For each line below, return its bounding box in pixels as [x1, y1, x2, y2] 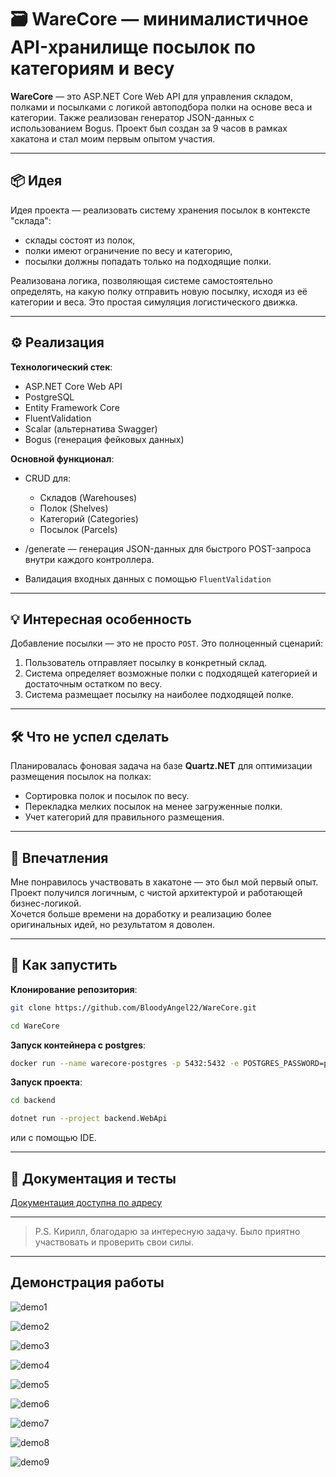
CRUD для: [24, 472, 71, 484]
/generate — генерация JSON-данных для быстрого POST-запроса [24, 542, 312, 555]
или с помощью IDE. [10, 1132, 97, 1144]
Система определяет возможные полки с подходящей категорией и [24, 667, 318, 680]
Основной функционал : [10, 452, 115, 465]
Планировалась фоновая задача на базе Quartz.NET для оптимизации [10, 760, 313, 772]
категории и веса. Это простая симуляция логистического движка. [10, 296, 298, 308]
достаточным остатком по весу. [24, 678, 163, 690]
